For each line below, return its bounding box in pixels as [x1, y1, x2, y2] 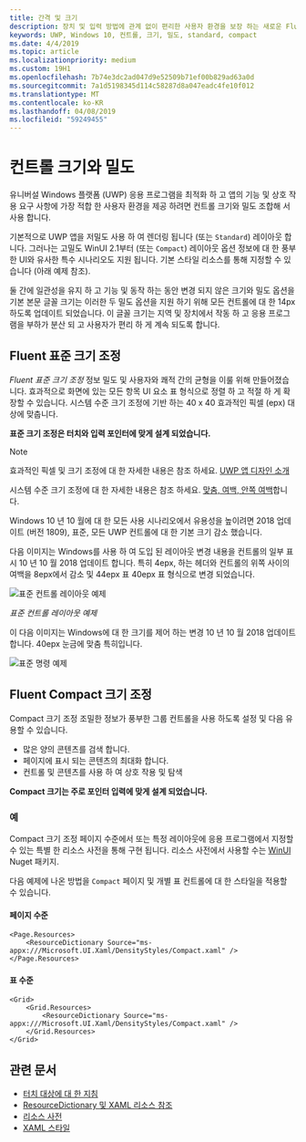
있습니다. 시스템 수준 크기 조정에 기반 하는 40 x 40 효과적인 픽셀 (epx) [36, 397, 286, 408]
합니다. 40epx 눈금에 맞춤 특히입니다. [9, 638, 143, 649]
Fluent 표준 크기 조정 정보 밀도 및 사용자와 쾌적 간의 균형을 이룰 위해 [9, 374, 251, 385]
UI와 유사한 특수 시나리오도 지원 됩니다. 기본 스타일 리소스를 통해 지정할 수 [18, 254, 282, 265]
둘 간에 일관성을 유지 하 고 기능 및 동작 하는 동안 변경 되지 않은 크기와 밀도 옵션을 [9, 285, 295, 296]
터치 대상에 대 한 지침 [22, 1088, 98, 1099]
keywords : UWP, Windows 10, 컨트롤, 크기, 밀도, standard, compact [9, 30, 258, 39]
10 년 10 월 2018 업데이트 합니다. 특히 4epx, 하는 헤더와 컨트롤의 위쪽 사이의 [18, 557, 290, 568]
